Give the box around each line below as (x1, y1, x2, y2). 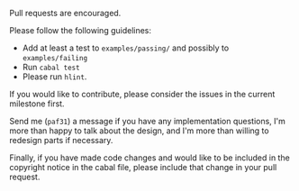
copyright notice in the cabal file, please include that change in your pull (9, 162, 277, 172)
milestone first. (9, 98, 65, 109)
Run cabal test (22, 62, 80, 72)
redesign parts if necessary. (9, 135, 113, 145)
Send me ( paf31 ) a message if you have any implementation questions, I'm (9, 116, 286, 126)
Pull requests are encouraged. (9, 8, 122, 18)
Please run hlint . (22, 71, 87, 82)
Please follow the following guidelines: (9, 25, 151, 35)
